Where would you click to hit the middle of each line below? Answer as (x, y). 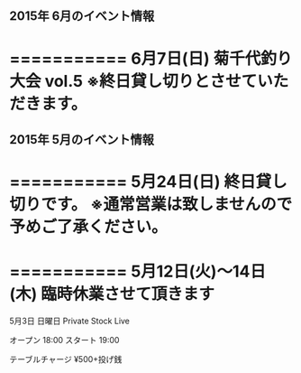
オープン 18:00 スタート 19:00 (64, 340)
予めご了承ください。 (89, 227)
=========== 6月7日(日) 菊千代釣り (151, 58)
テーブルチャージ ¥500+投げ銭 (66, 359)
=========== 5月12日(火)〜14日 (137, 271)
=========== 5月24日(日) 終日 (132, 182)
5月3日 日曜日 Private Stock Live (70, 321)
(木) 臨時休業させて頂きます (112, 294)
